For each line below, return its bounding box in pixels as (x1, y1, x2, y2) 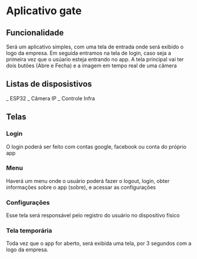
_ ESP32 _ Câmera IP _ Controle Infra (6, 94, 95, 101)
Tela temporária (6, 227, 52, 235)
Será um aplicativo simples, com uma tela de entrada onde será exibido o (6, 43, 184, 50)
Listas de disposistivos (6, 79, 92, 89)
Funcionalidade (6, 28, 64, 38)
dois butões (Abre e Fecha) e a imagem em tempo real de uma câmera (6, 62, 178, 69)
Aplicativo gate (6, 4, 82, 18)
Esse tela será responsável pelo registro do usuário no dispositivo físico (6, 212, 180, 219)
